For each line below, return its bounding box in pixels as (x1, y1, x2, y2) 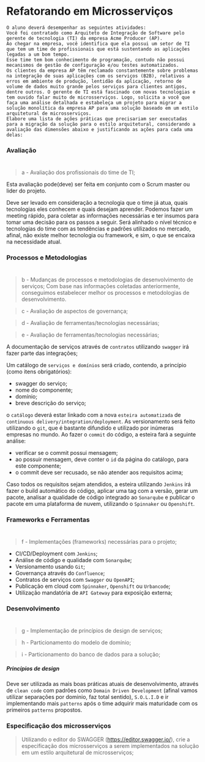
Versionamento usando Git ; (15, 563, 86, 571)
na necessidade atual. (6, 238, 62, 246)
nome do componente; (15, 386, 73, 394)
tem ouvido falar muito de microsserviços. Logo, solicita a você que (6, 94, 190, 101)
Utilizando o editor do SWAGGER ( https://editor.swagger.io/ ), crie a (21, 736, 190, 743)
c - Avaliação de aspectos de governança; (21, 308, 129, 315)
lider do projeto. (6, 187, 47, 194)
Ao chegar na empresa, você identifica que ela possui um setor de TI (6, 40, 190, 47)
